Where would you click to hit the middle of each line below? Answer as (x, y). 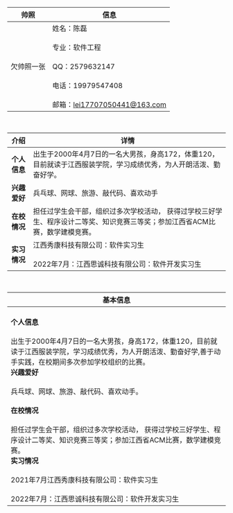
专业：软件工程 (77, 47)
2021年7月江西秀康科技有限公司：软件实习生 (84, 480)
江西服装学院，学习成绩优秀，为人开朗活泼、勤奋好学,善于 (119, 351)
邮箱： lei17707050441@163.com (109, 105)
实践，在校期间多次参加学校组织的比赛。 (84, 362)
